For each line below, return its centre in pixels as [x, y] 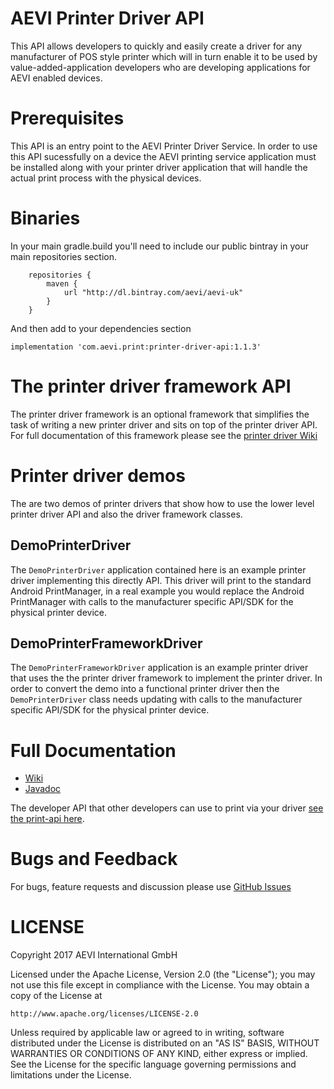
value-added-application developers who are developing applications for [160, 67]
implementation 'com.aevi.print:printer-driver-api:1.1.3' [136, 347]
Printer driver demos [98, 475]
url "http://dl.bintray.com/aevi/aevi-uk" [153, 292]
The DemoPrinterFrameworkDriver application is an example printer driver [159, 668]
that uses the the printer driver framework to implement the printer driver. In [166, 678]
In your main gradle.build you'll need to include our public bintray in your [159, 246]
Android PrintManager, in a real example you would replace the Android [157, 591]
